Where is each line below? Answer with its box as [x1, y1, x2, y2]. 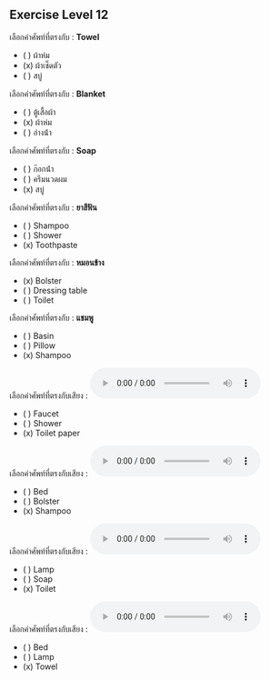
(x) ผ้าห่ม [22, 116, 53, 127]
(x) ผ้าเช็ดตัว [22, 59, 62, 71]
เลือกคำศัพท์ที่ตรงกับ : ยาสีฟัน [9, 202, 97, 213]
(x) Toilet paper [22, 427, 80, 438]
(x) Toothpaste [22, 239, 78, 250]
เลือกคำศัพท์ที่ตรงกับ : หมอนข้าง [9, 256, 105, 267]
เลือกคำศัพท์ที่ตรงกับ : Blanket [9, 88, 106, 99]
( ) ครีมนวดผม [22, 173, 68, 185]
